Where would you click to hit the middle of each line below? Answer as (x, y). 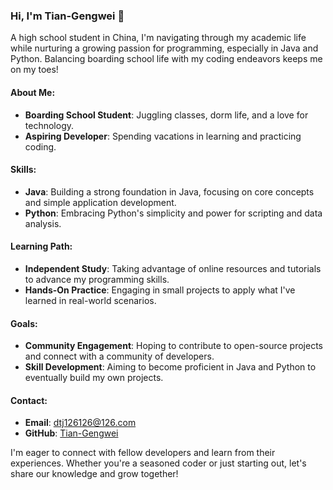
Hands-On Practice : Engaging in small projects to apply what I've (160, 290)
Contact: (29, 400)
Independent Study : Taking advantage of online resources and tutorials (173, 268)
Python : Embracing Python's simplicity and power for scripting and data (173, 213)
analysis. (43, 223)
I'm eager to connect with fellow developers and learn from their (143, 453)
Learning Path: (41, 246)
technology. (49, 125)
